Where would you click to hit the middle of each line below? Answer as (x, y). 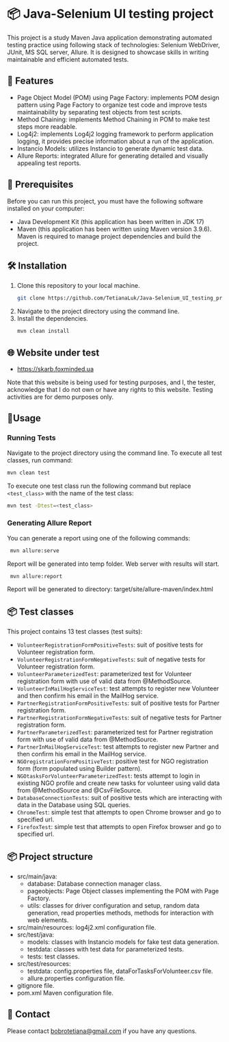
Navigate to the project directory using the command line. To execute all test (114, 453)
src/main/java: (37, 877)
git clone (31, 298)
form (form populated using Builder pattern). (79, 769)
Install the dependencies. (53, 319)
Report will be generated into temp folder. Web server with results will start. (113, 564)
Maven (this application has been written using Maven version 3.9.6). (114, 229)
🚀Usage (24, 418)
